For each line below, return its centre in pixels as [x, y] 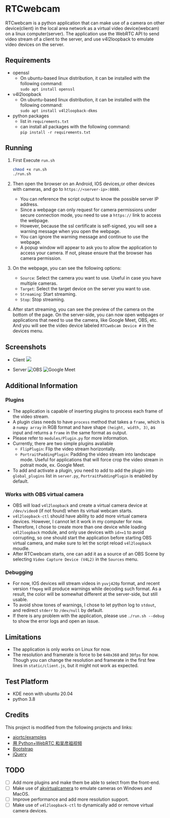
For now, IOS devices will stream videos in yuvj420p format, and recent [86, 584]
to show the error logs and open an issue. [56, 621]
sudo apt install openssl [47, 89]
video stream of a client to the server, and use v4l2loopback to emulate [80, 39]
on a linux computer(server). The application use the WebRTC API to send [82, 33]
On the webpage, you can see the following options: [67, 268]
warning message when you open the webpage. [70, 231]
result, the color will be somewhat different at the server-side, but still [85, 594]
